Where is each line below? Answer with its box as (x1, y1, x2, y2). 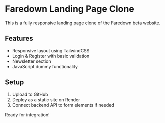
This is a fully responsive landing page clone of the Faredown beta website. (5, 20, 161, 26)
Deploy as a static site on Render (12, 96, 80, 103)
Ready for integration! (5, 111, 50, 118)
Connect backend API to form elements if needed (12, 102, 115, 108)
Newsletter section (12, 58, 51, 64)
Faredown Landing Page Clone (5, 3, 135, 15)
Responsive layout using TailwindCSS (12, 47, 90, 53)
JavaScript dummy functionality (12, 63, 78, 69)
